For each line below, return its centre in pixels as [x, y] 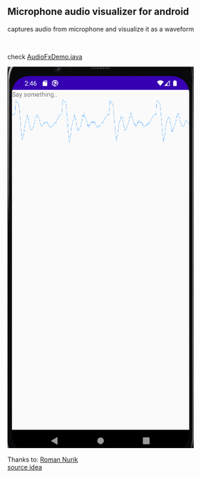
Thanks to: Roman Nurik [43, 459]
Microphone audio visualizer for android [98, 12]
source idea [25, 467]
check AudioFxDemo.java [45, 56]
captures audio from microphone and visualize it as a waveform [101, 29]
